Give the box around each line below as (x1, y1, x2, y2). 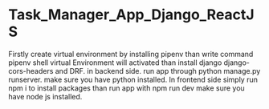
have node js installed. (8, 91, 83, 101)
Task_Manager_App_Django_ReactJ (8, 6, 255, 24)
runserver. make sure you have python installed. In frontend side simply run (8, 75, 259, 84)
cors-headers (8, 66, 54, 75)
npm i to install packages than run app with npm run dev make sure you (8, 83, 245, 93)
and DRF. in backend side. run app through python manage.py (55, 66, 261, 75)
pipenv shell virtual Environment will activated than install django (8, 58, 222, 67)
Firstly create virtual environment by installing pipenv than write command (8, 49, 254, 59)
